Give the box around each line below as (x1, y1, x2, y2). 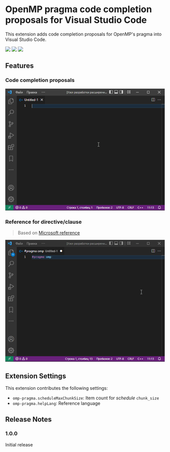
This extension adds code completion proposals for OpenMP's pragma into (5, 31, 162, 37)
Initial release (5, 441, 33, 447)
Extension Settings (5, 372, 66, 380)
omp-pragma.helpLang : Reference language (12, 400, 101, 406)
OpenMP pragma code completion (5, 4, 152, 15)
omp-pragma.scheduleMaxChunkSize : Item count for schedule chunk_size (12, 395, 159, 401)
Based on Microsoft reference (17, 230, 80, 236)
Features (5, 62, 34, 70)
